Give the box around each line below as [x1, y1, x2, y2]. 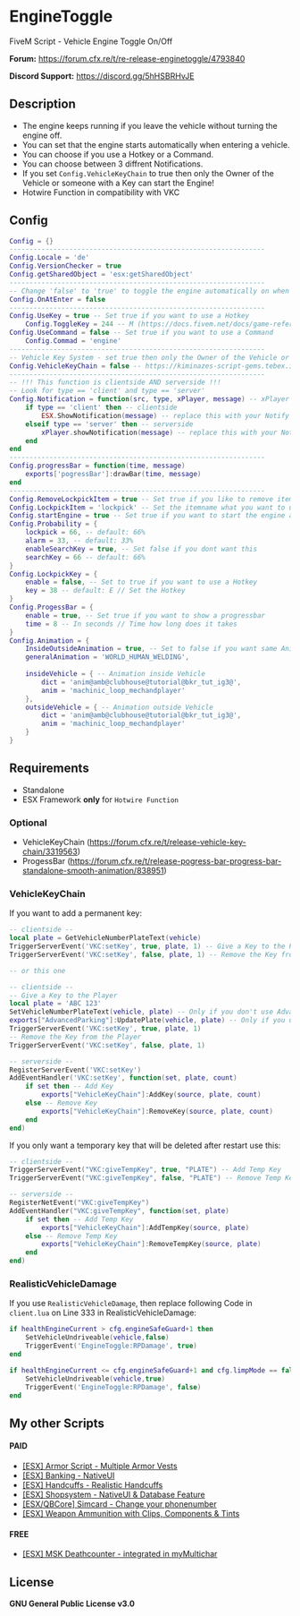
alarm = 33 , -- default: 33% [25, 536, 134, 545]
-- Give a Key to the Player [9, 991, 118, 1000]
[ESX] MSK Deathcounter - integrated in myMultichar [21, 1549, 218, 1560]
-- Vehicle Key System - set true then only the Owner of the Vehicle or [9, 353, 290, 362]
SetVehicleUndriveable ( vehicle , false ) [25, 1333, 170, 1342]
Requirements [9, 761, 89, 776]
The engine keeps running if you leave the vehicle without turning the [21, 120, 279, 131]
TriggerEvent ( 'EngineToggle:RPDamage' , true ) [25, 1341, 198, 1351]
